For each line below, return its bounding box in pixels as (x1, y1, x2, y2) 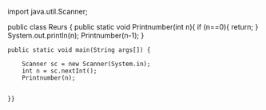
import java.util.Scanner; (7, 7, 89, 16)
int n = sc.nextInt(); (22, 67, 97, 75)
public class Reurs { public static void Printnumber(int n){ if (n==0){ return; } (7, 22, 259, 31)
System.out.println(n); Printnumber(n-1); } (7, 31, 145, 40)
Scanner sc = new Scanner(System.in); (22, 60, 151, 68)
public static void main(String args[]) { (7, 46, 151, 54)
